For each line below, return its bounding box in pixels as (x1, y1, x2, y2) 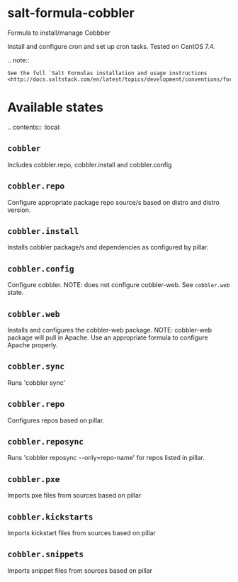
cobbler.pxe (7, 474, 60, 484)
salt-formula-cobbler (7, 5, 135, 21)
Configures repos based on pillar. (7, 416, 105, 425)
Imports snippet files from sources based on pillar (7, 566, 153, 575)
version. (7, 206, 31, 214)
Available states (7, 99, 104, 116)
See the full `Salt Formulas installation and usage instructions (7, 69, 208, 77)
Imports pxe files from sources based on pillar (7, 491, 142, 500)
